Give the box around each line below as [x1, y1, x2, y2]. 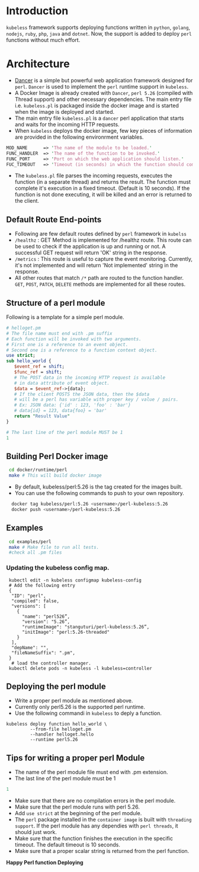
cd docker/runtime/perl [8, 467, 68, 473]
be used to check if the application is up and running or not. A [14, 243, 166, 250]
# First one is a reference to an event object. [6, 341, 129, 347]
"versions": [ [11, 603, 46, 609]
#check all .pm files [8, 550, 62, 555]
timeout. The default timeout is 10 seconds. [14, 841, 120, 848]
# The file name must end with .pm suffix [6, 330, 113, 336]
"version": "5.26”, [21, 618, 70, 625]
